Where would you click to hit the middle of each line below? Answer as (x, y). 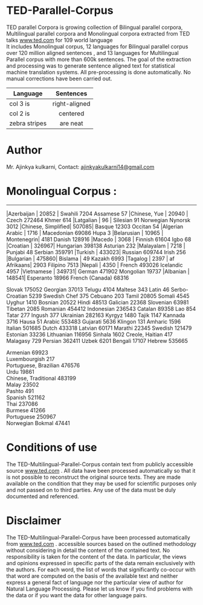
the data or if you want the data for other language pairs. (77, 595)
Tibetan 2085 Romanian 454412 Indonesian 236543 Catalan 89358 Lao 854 (101, 309)
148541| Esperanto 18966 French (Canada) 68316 (68, 278)
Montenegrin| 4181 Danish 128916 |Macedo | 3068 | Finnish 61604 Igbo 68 (99, 239)
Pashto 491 (20, 391)
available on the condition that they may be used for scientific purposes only (101, 483)
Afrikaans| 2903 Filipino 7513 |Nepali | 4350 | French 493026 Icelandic (95, 265)
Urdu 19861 (20, 371)
